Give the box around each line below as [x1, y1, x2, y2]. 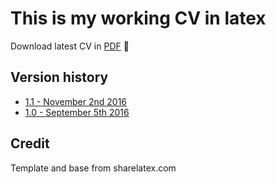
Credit [10, 135, 50, 152]
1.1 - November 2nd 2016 [24, 95, 128, 107]
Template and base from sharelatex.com [10, 162, 177, 174]
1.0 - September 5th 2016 [24, 106, 130, 118]
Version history [10, 69, 109, 86]
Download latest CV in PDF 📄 [10, 40, 130, 52]
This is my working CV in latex [10, 7, 267, 30]
